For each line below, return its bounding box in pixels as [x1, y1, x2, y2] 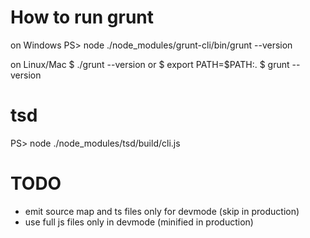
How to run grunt [10, 6, 155, 29]
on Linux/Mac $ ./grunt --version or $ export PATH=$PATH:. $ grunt [10, 58, 290, 70]
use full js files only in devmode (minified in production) [24, 216, 254, 228]
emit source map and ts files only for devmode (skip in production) [24, 205, 300, 217]
